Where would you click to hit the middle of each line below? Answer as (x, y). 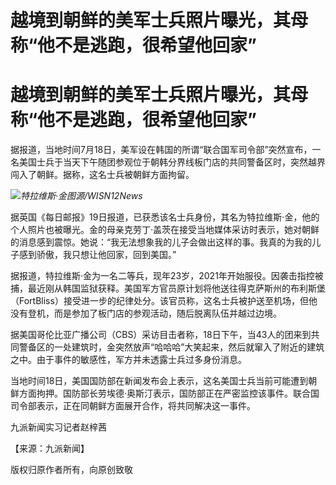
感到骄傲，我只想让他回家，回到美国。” (97, 255)
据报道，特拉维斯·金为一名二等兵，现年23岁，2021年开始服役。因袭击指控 (162, 276)
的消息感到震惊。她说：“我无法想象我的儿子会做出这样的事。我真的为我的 (161, 242)
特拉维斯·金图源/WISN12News (81, 196)
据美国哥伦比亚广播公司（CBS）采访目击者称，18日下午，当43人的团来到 (161, 335)
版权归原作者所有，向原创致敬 (71, 470)
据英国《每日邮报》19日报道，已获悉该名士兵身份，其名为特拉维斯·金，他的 (165, 217)
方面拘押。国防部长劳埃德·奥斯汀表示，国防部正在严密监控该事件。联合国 (169, 393)
